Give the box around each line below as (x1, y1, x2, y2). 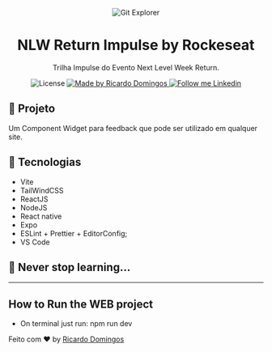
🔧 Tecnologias (8, 155, 82, 169)
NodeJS (19, 202, 48, 212)
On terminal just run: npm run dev (19, 319, 133, 329)
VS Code (19, 237, 50, 247)
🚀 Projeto (8, 102, 55, 116)
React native (19, 211, 62, 221)
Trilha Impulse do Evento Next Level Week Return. (52, 62, 220, 72)
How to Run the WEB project (8, 297, 154, 311)
